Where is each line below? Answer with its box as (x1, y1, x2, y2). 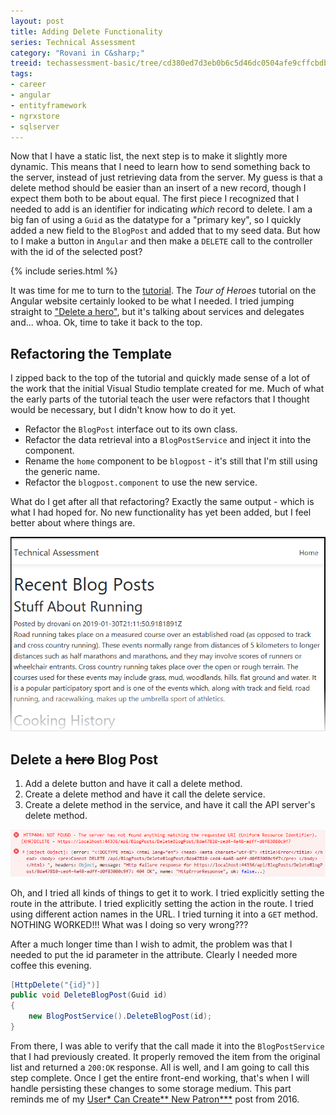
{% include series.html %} (10, 265, 118, 277)
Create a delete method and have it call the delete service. (24, 788, 266, 800)
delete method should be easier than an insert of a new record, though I (10, 182, 307, 194)
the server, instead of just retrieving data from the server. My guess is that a (10, 171, 323, 184)
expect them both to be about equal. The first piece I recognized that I (10, 193, 300, 205)
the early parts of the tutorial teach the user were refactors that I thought (10, 393, 310, 405)
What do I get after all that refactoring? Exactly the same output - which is (10, 496, 315, 508)
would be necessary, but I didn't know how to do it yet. (10, 404, 237, 416)
